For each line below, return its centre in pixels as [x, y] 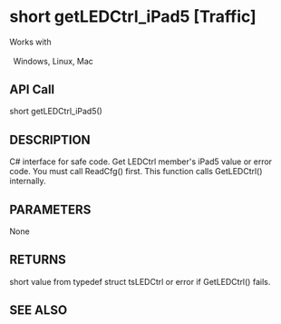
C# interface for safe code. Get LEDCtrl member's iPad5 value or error [141, 162]
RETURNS [38, 260]
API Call [32, 89]
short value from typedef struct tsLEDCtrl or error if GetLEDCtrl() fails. [140, 281]
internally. [28, 181]
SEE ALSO [39, 310]
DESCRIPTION [50, 139]
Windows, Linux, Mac [53, 61]
